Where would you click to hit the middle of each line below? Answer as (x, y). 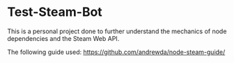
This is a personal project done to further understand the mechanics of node (117, 31)
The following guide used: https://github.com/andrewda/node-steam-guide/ (116, 52)
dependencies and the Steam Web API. (63, 38)
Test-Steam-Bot (55, 12)
